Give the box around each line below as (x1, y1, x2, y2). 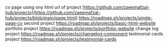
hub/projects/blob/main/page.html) (5, 15, 78, 20)
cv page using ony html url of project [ (5, 4, 84, 10)
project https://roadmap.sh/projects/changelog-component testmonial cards (5, 31, 163, 36)
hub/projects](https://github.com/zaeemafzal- (5, 9, 101, 15)
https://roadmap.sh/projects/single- (78, 15, 153, 20)
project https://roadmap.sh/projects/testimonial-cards (5, 36, 117, 42)
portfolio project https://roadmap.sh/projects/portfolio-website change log (5, 25, 159, 31)
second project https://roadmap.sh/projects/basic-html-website (24, 20, 156, 26)
